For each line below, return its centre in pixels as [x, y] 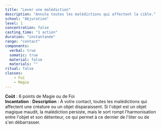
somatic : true [24, 55]
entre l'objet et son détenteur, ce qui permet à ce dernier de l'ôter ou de [77, 117]
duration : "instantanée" [30, 37]
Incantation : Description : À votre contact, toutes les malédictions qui [76, 101]
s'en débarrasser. [23, 122]
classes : [14, 73]
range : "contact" [23, 42]
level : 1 [14, 23]
